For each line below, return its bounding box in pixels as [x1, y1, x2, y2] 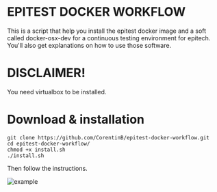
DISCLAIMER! [7, 66, 86, 81]
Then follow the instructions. [7, 164, 88, 172]
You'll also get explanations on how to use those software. [7, 41, 172, 49]
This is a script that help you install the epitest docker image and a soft [7, 27, 207, 35]
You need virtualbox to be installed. [7, 87, 107, 96]
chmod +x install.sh [7, 146, 66, 153]
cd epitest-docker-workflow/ [7, 140, 90, 147]
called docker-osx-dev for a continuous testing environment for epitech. [7, 33, 211, 42]
